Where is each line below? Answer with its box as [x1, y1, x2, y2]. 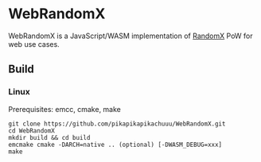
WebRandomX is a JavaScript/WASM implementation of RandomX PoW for [8, 31, 253, 40]
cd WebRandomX [8, 126, 56, 135]
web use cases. [8, 39, 60, 48]
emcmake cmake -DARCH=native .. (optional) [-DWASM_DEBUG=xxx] [8, 141, 223, 148]
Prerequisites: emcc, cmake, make [8, 104, 122, 114]
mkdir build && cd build [8, 133, 91, 141]
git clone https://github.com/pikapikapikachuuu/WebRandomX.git [8, 120, 226, 128]
